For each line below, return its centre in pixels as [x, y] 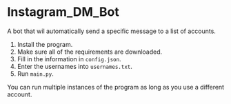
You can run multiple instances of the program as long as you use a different [116, 87]
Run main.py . [35, 74]
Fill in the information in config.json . [69, 59]
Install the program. [45, 44]
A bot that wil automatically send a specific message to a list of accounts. [111, 31]
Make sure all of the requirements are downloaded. [90, 52]
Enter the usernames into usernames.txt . [75, 66]
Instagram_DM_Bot [63, 12]
